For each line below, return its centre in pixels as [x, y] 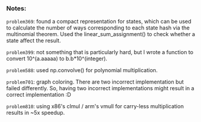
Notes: [16, 8]
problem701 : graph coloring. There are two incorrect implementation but [95, 82]
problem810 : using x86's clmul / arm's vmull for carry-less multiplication [95, 106]
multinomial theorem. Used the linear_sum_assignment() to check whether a [101, 34]
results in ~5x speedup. [36, 113]
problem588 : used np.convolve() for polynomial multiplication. [82, 70]
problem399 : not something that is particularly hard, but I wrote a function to [100, 52]
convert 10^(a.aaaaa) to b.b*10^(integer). [57, 59]
